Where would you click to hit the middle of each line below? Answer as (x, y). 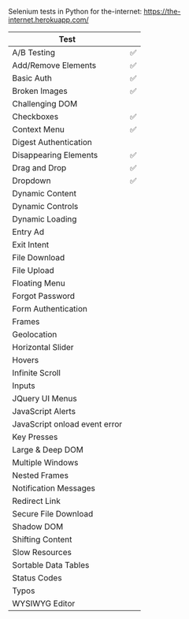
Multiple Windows (45, 462)
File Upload (33, 270)
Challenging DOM (45, 104)
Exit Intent (31, 245)
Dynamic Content (44, 194)
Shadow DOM (38, 526)
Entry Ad (28, 232)
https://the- (162, 11)
